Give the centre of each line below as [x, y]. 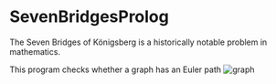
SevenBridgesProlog [89, 17]
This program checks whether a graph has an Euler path [116, 69]
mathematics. [35, 51]
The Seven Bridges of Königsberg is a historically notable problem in [138, 42]
